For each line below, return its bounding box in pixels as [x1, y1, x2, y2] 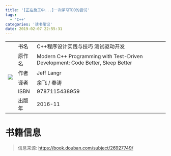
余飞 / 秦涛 [36, 79, 62, 86]
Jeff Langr [36, 69, 62, 76]
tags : [5, 12, 17, 17]
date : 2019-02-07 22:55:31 [5, 27, 63, 32]
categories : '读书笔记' [5, 21, 52, 27]
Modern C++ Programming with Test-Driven [36, 53, 144, 60]
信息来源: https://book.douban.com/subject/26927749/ [17, 145, 134, 151]
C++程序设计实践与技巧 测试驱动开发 [36, 43, 125, 50]
